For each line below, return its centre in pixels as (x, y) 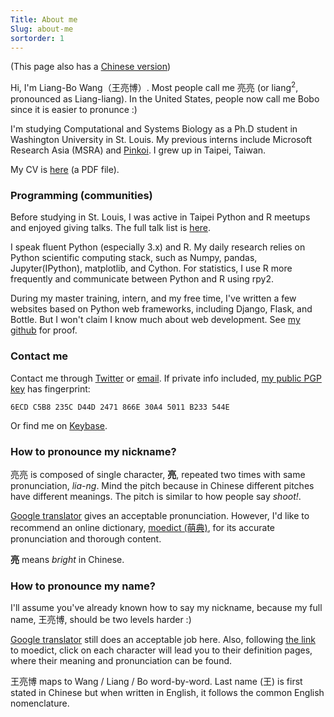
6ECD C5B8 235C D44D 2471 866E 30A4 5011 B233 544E (120, 407)
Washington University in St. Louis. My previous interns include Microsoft (161, 140)
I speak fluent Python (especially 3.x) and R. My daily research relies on (158, 247)
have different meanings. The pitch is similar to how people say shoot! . (156, 496)
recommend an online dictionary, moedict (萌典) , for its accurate (143, 527)
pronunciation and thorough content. (86, 538)
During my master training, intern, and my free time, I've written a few (153, 298)
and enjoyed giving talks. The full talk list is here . (111, 228)
